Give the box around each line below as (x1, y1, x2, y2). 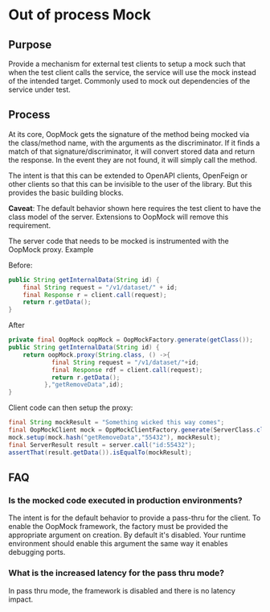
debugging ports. (8, 548, 66, 557)
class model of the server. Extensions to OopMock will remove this (8, 212, 229, 221)
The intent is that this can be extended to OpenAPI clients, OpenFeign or (8, 171, 247, 180)
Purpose (8, 38, 52, 52)
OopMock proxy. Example (8, 244, 94, 254)
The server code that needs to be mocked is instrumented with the (8, 236, 229, 246)
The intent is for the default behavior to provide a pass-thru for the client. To (8, 513, 261, 523)
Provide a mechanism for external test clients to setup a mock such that (8, 59, 246, 68)
